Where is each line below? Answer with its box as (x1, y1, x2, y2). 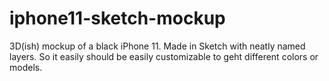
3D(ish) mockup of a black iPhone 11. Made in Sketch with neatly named (9, 40, 306, 52)
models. (9, 61, 43, 73)
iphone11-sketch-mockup (9, 7, 226, 30)
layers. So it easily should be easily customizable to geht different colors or (9, 50, 319, 62)
